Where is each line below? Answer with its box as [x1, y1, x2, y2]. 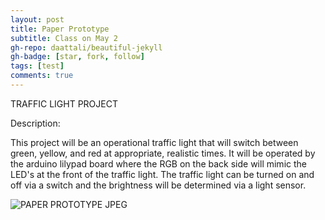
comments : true [10, 71, 74, 81]
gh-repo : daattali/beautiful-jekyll [10, 42, 163, 53]
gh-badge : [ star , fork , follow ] [10, 52, 145, 62]
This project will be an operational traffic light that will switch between [10, 136, 299, 148]
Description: [10, 117, 61, 129]
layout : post [10, 14, 65, 25]
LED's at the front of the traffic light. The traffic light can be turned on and [10, 168, 315, 180]
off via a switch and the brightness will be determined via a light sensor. [10, 179, 307, 191]
